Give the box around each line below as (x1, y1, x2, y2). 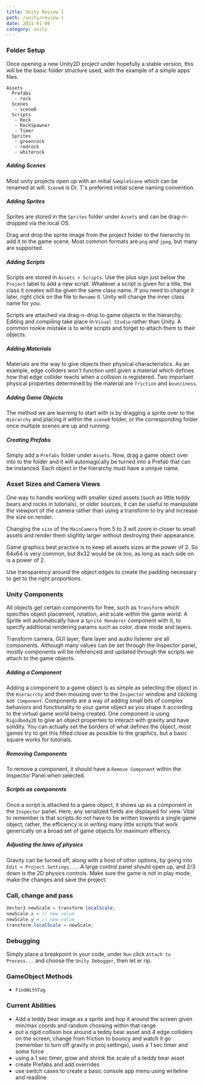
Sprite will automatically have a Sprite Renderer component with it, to (6, 616, 181, 624)
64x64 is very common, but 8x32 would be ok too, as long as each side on (6, 550, 194, 557)
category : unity (6, 26, 47, 32)
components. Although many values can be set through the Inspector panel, (6, 641, 197, 649)
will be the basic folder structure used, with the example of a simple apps (6, 67, 190, 74)
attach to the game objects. (6, 654, 76, 661)
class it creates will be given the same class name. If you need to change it (6, 286, 194, 294)
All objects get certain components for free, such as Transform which (6, 603, 180, 611)
